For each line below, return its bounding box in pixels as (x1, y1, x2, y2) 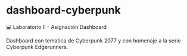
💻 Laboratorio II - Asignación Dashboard (6, 23, 107, 30)
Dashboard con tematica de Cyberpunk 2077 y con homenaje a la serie (6, 37, 181, 44)
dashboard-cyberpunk (6, 4, 121, 17)
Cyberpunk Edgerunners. (6, 43, 68, 50)
